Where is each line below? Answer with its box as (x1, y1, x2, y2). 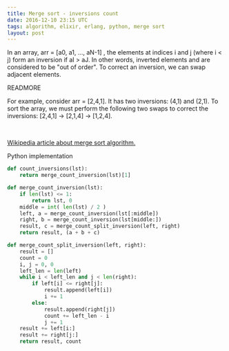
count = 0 (19, 254, 48, 261)
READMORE (7, 84, 41, 92)
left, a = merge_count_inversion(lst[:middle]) (19, 210, 159, 217)
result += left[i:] (19, 325, 76, 332)
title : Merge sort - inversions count (7, 10, 119, 17)
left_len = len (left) (19, 267, 81, 274)
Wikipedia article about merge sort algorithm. (7, 139, 136, 147)
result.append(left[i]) (43, 287, 112, 294)
